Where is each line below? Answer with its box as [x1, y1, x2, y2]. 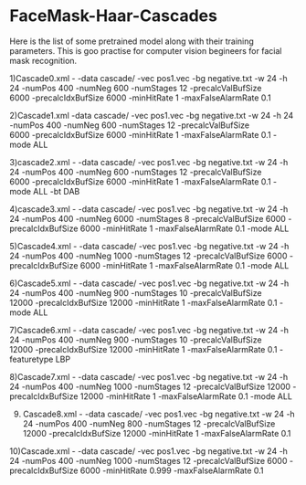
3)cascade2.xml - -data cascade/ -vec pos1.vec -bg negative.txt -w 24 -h [9, 156, 289, 167]
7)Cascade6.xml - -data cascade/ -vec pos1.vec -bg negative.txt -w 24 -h [9, 324, 290, 335]
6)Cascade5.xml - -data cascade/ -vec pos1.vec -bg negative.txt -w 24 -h [9, 278, 290, 289]
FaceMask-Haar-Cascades [9, 5, 217, 26]
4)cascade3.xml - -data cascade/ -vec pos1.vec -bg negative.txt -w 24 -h [9, 203, 289, 215]
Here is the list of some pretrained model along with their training [9, 36, 254, 47]
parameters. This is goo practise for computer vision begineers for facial [9, 45, 282, 56]
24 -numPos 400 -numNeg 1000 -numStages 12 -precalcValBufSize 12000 [9, 381, 290, 392]
